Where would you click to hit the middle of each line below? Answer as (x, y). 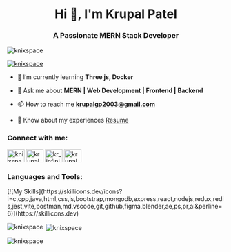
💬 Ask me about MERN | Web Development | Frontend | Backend (110, 91)
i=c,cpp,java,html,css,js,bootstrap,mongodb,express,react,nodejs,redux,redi (115, 199)
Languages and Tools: (45, 176)
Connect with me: (38, 138)
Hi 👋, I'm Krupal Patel (116, 14)
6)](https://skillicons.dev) (43, 213)
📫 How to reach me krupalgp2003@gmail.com (86, 104)
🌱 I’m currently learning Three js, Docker (75, 77)
